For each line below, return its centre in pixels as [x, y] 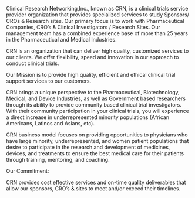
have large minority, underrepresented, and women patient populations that [97, 141]
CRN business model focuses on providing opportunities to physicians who [97, 135]
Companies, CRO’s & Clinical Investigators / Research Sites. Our [83, 27]
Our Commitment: [28, 171]
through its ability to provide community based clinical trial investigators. [94, 105]
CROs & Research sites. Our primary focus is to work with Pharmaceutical [95, 21]
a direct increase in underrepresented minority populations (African [88, 117]
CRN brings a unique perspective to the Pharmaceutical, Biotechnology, [93, 92]
